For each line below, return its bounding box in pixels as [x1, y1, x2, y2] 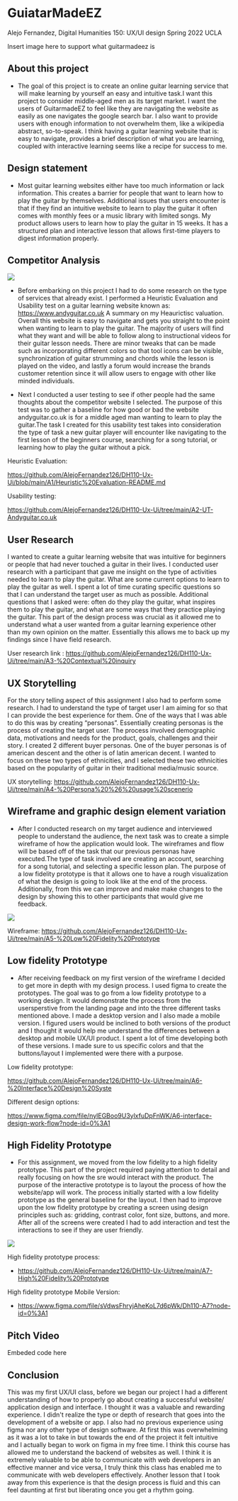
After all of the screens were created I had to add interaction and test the [17, 1218, 230, 1227]
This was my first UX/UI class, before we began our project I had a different [7, 1388, 228, 1397]
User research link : [7, 649, 64, 658]
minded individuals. [17, 377, 75, 386]
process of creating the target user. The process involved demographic [7, 726, 216, 734]
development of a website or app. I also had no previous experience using [7, 1418, 224, 1427]
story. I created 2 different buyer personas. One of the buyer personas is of [7, 741, 227, 749]
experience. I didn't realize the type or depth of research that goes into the [7, 1410, 225, 1419]
